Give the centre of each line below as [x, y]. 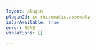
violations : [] [25, 33]
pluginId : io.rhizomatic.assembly [48, 17]
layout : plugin [25, 11]
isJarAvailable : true [32, 22]
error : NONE [20, 28]
